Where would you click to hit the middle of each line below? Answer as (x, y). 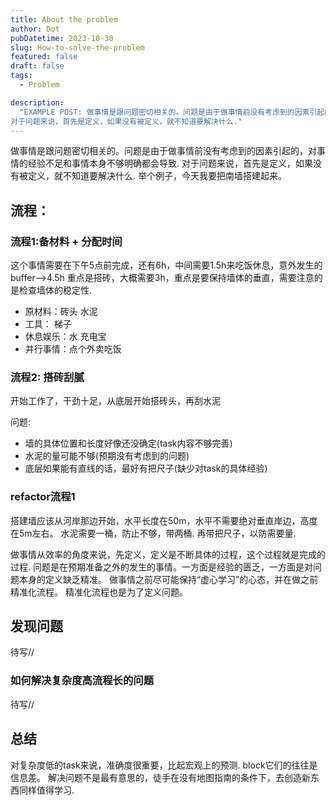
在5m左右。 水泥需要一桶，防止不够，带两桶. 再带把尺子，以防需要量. (153, 533)
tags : (21, 76)
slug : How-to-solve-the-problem (77, 47)
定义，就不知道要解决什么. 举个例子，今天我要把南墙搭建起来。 (157, 176)
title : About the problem (64, 19)
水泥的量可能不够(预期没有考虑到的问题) (107, 456)
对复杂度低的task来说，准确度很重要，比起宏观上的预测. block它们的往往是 (164, 765)
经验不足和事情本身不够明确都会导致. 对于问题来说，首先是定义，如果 (170, 163)
